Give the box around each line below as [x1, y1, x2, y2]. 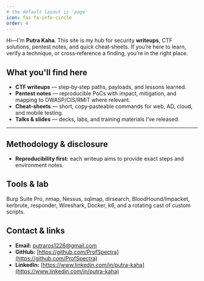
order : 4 [6, 20, 29, 26]
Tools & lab [6, 179, 49, 189]
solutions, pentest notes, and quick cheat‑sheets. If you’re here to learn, [6, 43, 186, 50]
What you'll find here [6, 67, 88, 78]
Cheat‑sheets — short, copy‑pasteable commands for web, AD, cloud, [15, 103, 193, 110]
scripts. [6, 208, 25, 215]
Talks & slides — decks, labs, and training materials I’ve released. [15, 116, 180, 123]
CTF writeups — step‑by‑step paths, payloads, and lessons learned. [15, 83, 187, 91]
